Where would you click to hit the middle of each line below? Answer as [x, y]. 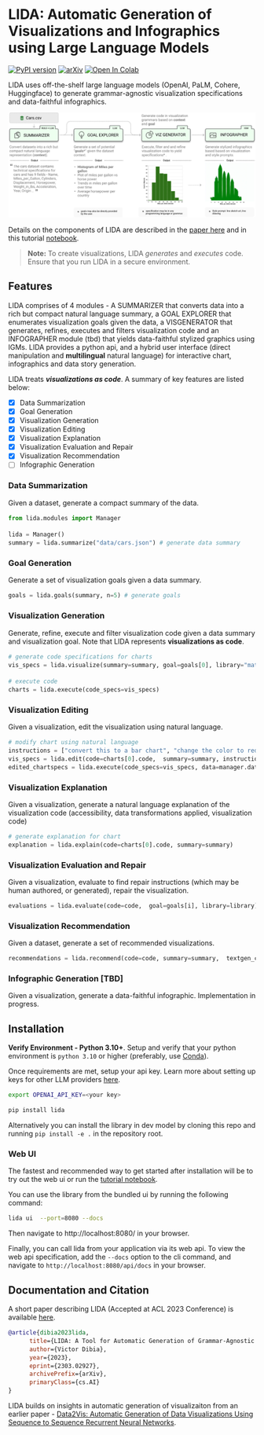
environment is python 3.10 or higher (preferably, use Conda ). [108, 1056]
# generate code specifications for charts [81, 657]
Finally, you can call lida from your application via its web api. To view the [127, 1249]
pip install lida [37, 1110]
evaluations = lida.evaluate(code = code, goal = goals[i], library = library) [133, 906]
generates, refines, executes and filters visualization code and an [114, 330]
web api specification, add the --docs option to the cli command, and [120, 1257]
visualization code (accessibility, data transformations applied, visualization [130, 813]
